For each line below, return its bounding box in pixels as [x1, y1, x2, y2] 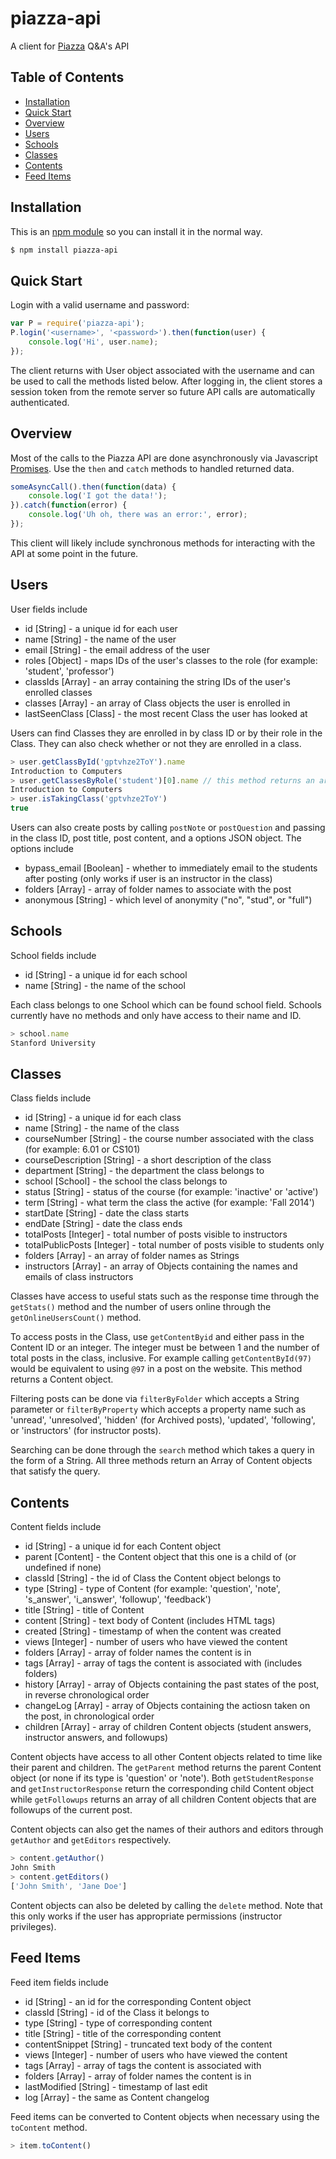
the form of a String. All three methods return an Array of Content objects [10, 1455, 313, 1467]
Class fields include [10, 1092, 92, 1104]
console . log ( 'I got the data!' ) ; [28, 491, 168, 501]
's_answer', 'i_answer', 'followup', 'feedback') [24, 1593, 212, 1606]
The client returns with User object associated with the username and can [10, 364, 315, 376]
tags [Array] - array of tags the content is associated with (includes [24, 1657, 303, 1669]
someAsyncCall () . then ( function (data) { [10, 482, 177, 492]
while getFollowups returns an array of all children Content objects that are [10, 1793, 317, 1806]
